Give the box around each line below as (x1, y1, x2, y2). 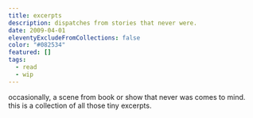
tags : (8, 56, 26, 64)
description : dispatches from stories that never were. (8, 19, 197, 27)
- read (15, 63, 37, 71)
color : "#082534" (8, 41, 66, 49)
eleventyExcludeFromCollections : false (8, 33, 141, 42)
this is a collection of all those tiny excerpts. (8, 101, 152, 110)
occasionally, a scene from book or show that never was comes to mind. (8, 92, 246, 101)
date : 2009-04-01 (8, 26, 66, 34)
